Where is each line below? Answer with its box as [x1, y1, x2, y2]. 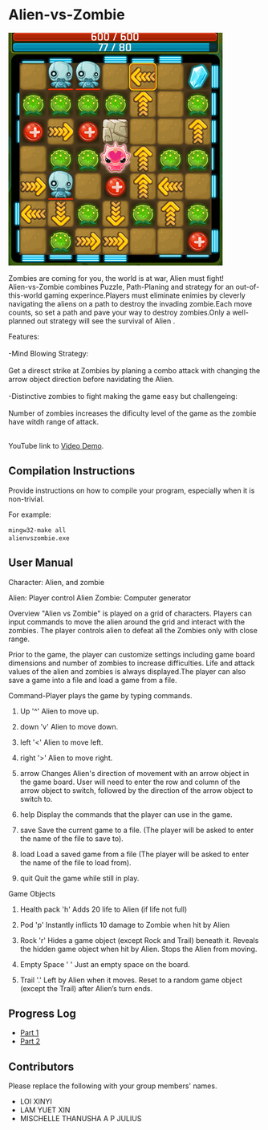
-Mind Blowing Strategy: [8, 348, 89, 358]
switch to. [19, 794, 53, 803]
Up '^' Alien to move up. [19, 706, 99, 716]
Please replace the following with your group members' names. [8, 1081, 217, 1091]
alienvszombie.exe [8, 534, 70, 543]
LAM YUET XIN [19, 1105, 71, 1115]
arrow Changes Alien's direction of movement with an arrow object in [19, 768, 250, 778]
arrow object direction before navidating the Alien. [8, 374, 174, 384]
